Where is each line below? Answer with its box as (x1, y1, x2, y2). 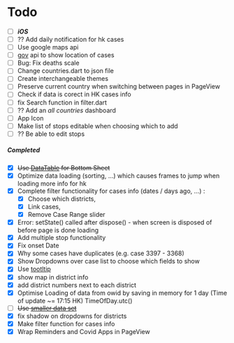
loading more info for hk (17, 179, 87, 188)
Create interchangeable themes (17, 75, 109, 83)
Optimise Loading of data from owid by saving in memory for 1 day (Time (17, 289, 228, 297)
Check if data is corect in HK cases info (17, 90, 131, 98)
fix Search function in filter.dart (17, 98, 107, 107)
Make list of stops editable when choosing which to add (17, 121, 178, 130)
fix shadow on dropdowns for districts (17, 312, 127, 320)
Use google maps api (17, 43, 79, 52)
